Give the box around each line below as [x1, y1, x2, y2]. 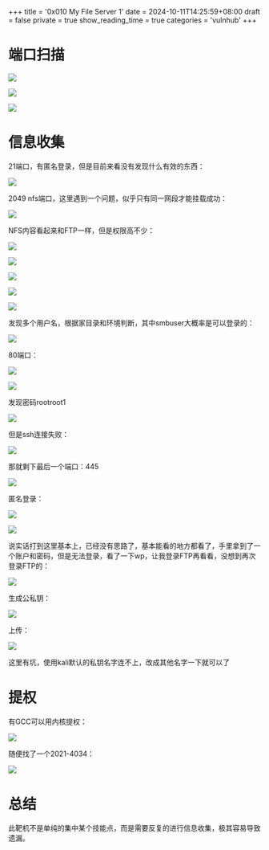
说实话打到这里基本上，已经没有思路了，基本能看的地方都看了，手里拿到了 [8, 541, 254, 550]
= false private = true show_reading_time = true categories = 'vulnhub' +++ [8, 15, 258, 25]
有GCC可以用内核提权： [8, 717, 87, 726]
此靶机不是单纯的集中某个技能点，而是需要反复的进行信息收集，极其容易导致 [8, 823, 261, 832]
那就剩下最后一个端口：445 [8, 461, 99, 471]
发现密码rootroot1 [8, 397, 66, 407]
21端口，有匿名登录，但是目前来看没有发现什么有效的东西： [8, 161, 206, 171]
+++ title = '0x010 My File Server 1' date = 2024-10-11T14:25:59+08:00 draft [8, 7, 260, 16]
